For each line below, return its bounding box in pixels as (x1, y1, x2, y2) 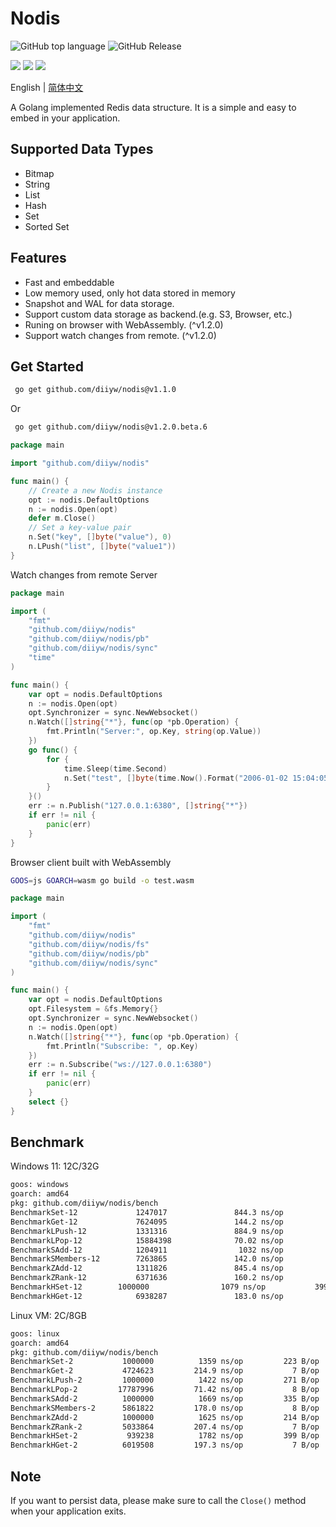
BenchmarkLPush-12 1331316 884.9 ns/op (10, 1226, 284, 1236)
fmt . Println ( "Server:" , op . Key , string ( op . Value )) (46, 727, 262, 737)
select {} (28, 1097, 70, 1107)
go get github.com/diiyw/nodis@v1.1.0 (14, 385, 177, 395)
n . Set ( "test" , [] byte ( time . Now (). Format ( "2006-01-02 (63, 773, 288, 783)
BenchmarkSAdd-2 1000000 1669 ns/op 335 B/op (10, 1393, 320, 1404)
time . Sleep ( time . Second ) (63, 763, 168, 774)
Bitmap (24, 167, 55, 179)
